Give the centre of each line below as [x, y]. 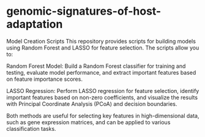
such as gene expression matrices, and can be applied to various [88, 122]
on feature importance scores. [44, 79]
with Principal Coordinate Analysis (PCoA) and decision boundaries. [92, 104]
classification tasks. [31, 128]
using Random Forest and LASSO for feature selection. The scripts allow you [103, 48]
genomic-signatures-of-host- [84, 11]
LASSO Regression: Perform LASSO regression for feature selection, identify [103, 91]
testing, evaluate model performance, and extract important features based [101, 72]
